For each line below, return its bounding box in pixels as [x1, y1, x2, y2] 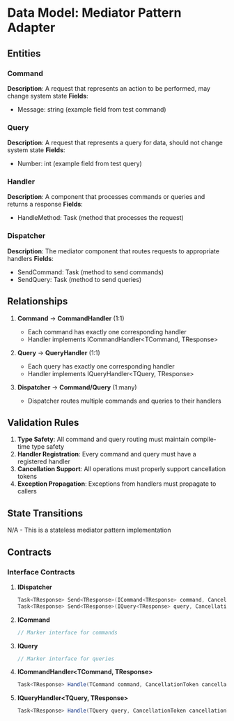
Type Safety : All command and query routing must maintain [17, 435, 189, 444]
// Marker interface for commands [17, 629, 118, 636]
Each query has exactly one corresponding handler [27, 362, 175, 371]
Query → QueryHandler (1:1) [17, 348, 101, 357]
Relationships [7, 295, 68, 308]
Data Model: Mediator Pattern [7, 5, 182, 21]
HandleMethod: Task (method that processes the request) [17, 214, 185, 222]
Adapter [7, 20, 56, 36]
